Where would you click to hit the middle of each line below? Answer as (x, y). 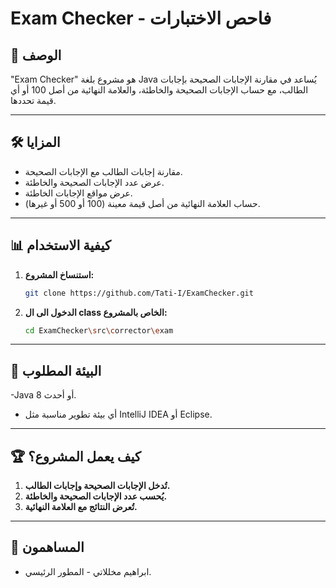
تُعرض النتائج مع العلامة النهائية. (81, 506)
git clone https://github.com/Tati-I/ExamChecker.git (139, 293)
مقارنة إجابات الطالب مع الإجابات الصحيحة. (103, 171)
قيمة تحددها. (33, 100)
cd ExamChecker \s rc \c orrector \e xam (99, 330)
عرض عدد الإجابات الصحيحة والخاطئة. (94, 182)
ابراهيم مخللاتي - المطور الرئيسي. (88, 571)
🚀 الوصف (36, 55)
